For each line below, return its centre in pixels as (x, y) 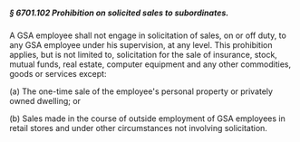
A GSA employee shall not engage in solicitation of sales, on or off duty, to (148, 35)
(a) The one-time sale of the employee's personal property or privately (141, 91)
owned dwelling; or (45, 100)
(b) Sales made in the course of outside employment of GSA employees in (147, 118)
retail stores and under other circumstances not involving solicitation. (138, 128)
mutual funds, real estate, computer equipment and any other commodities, (150, 64)
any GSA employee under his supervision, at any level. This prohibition (141, 44)
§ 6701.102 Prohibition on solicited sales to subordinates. (119, 13)
